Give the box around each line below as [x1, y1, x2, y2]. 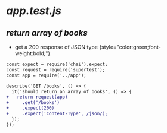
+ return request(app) [6, 94, 68, 100]
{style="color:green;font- [99, 43, 161, 50]
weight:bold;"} [14, 50, 51, 57]
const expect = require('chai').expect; [6, 61, 109, 67]
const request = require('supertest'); [6, 66, 106, 72]
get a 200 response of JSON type [14, 43, 98, 50]
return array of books [6, 28, 88, 38]
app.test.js [6, 4, 61, 18]
